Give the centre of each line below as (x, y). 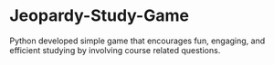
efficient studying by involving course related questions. (115, 50)
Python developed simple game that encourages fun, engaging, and (137, 41)
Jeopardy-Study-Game (100, 16)
